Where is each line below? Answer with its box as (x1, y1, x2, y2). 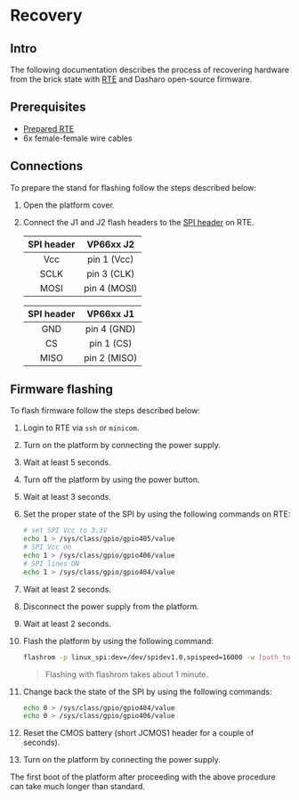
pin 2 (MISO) (84, 351, 138, 363)
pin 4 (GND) (85, 322, 136, 335)
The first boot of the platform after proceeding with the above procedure (10, 771, 276, 782)
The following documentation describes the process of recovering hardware (10, 64, 290, 75)
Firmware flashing (10, 382, 114, 397)
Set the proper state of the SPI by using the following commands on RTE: (22, 509, 291, 519)
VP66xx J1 (86, 307, 135, 320)
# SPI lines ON (22, 559, 80, 568)
